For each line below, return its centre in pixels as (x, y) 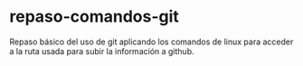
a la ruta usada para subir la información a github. (102, 51)
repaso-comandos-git (94, 17)
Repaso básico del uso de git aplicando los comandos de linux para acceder (151, 42)
